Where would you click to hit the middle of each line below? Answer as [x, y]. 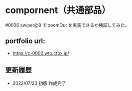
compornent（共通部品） [58, 10]
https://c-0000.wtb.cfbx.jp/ [41, 53]
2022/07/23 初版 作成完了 [39, 83]
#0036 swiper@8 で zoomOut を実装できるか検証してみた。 [67, 25]
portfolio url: [25, 41]
